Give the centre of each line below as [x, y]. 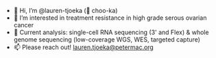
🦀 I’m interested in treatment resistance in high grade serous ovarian [110, 18]
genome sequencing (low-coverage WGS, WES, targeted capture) [107, 40]
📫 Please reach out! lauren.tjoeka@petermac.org [84, 47]
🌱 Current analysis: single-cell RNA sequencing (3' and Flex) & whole [111, 32]
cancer [24, 25]
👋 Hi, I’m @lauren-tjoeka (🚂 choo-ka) [65, 11]
